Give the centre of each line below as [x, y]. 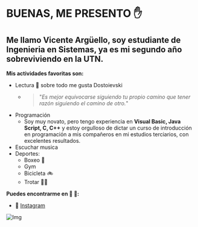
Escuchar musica [37, 147]
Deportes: [27, 153]
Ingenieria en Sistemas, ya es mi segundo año [94, 49]
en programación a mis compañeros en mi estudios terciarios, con [106, 134]
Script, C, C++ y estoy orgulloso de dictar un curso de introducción [108, 128]
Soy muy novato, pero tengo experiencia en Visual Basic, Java [102, 121]
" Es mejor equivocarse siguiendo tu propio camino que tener [115, 97]
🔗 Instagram [30, 206]
